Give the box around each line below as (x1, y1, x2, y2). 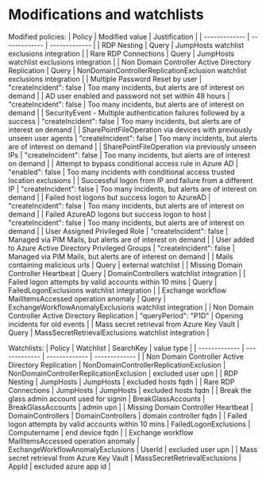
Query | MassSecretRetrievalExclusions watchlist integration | (8, 328, 210, 337)
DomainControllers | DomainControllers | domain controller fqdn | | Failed (8, 411, 248, 420)
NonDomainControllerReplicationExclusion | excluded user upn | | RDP (8, 368, 238, 378)
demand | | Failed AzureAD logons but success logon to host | (8, 209, 211, 219)
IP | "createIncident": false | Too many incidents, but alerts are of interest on (8, 184, 257, 193)
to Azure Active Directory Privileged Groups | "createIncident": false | (8, 243, 236, 252)
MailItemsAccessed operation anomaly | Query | (8, 294, 167, 303)
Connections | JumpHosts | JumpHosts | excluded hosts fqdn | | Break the (8, 385, 252, 395)
